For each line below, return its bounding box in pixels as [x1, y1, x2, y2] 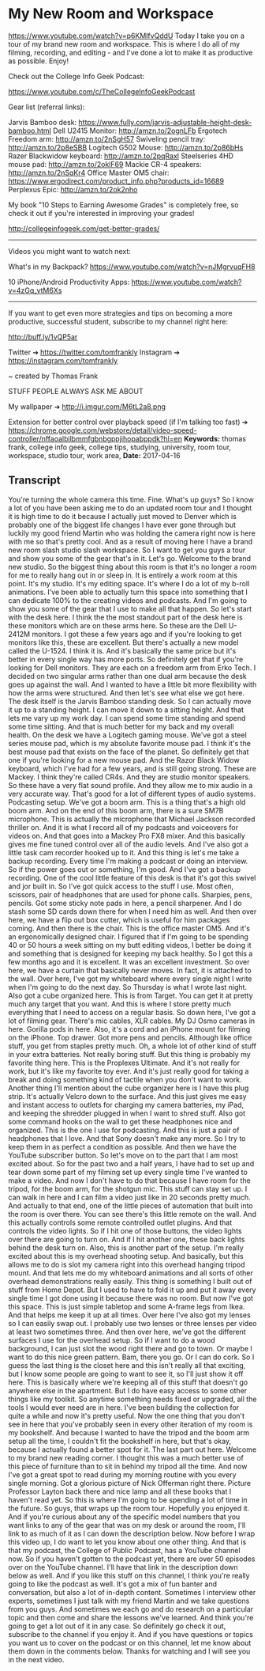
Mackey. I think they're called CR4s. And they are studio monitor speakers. [8, 772, 251, 782]
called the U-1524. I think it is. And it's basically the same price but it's [8, 646, 237, 655]
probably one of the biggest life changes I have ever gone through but [8, 520, 237, 529]
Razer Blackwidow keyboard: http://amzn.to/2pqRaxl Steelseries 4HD [8, 151, 234, 161]
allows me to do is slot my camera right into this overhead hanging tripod [8, 1260, 245, 1269]
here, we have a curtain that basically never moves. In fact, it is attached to [8, 965, 252, 975]
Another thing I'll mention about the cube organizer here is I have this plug [8, 1083, 249, 1093]
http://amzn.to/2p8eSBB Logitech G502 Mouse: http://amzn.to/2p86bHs [8, 142, 244, 152]
